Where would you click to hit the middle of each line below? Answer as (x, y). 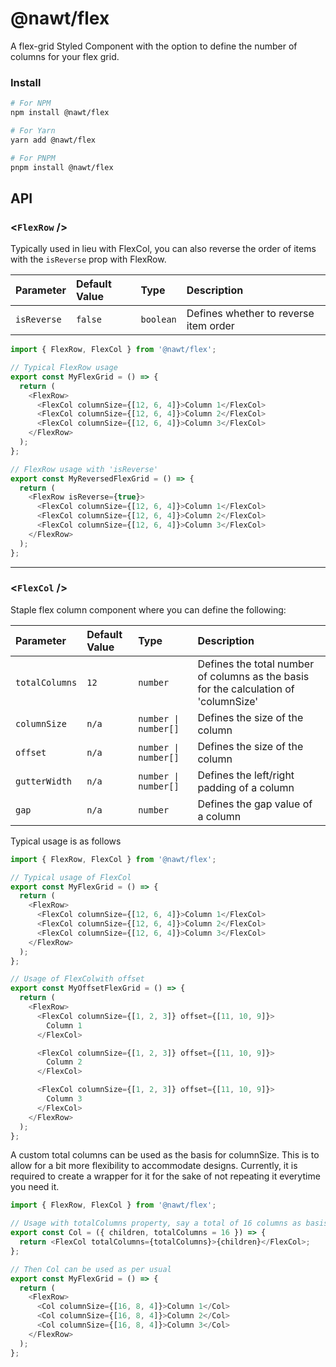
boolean (158, 320)
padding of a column (246, 787)
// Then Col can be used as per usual (91, 1269)
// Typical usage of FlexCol (71, 877)
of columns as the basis (253, 676)
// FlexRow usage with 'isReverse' (84, 469)
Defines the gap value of (255, 804)
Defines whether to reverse (250, 314)
